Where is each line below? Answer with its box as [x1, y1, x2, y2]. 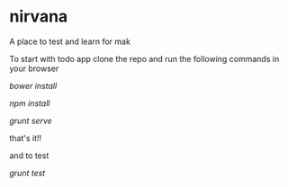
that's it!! [9, 132, 42, 143]
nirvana [9, 6, 68, 27]
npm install [9, 97, 50, 109]
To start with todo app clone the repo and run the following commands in [9, 53, 280, 64]
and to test [9, 150, 49, 161]
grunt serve [9, 115, 52, 126]
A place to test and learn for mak [9, 36, 130, 47]
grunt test [9, 167, 46, 178]
